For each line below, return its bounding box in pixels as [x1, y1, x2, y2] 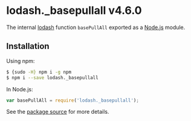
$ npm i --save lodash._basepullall [6, 74, 99, 80]
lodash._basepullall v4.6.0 [6, 4, 142, 18]
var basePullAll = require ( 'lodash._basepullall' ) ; [6, 97, 139, 103]
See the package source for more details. [6, 108, 109, 116]
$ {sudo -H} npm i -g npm [6, 69, 71, 75]
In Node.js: [6, 85, 33, 93]
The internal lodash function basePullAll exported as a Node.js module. [6, 24, 186, 31]
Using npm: [6, 57, 35, 64]
